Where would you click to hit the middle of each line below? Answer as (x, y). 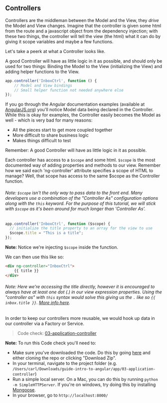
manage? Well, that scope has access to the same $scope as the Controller (83, 176)
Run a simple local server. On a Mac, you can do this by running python (85, 379)
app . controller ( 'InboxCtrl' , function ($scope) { (58, 224)
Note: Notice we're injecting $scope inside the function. (62, 247)
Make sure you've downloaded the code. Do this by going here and (81, 352)
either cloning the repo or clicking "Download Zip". (64, 358)
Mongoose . (24, 389)
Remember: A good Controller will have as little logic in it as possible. (76, 150)
